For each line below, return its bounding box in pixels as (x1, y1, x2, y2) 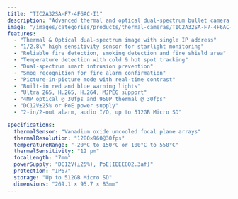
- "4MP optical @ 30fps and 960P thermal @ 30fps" (13, 96, 166, 103)
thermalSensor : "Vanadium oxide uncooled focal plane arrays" (13, 128, 201, 135)
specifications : (7, 121, 55, 128)
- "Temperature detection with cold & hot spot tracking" (13, 56, 189, 64)
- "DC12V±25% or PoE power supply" (13, 102, 119, 109)
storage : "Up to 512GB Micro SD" (13, 174, 113, 181)
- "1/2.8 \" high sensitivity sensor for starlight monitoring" (13, 43, 204, 50)
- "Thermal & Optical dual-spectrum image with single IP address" (13, 37, 217, 44)
